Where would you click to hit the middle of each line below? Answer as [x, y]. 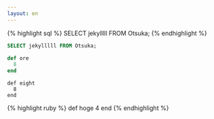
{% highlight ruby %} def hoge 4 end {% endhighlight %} [88, 108]
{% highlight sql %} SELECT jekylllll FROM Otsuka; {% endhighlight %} [107, 33]
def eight [21, 83]
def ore [18, 58]
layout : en [23, 13]
